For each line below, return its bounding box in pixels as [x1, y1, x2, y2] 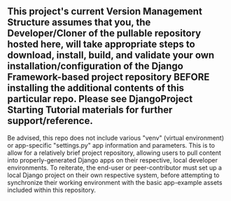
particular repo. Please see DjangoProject [7, 93, 193, 105]
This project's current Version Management [7, 6, 203, 18]
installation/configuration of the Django [7, 60, 183, 72]
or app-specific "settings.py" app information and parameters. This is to [7, 141, 216, 149]
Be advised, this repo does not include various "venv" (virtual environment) [7, 133, 225, 142]
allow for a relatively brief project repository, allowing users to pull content [7, 148, 222, 157]
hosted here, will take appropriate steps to [7, 39, 195, 50]
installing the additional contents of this [7, 82, 184, 94]
